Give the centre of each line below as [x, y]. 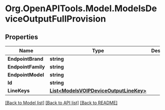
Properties [22, 37]
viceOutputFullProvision [56, 19]
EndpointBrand [26, 59]
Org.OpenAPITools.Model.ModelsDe [81, 9]
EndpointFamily [26, 67]
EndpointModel [26, 75]
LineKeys [19, 91]
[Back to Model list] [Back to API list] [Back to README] [61, 103]
